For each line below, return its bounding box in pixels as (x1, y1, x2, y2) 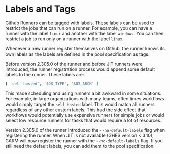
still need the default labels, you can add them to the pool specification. (5, 143, 155, 149)
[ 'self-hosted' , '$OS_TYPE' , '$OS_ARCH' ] (5, 81, 99, 86)
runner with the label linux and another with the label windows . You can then (5, 30, 164, 36)
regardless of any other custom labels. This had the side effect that (5, 107, 146, 113)
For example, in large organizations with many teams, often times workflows (5, 95, 164, 101)
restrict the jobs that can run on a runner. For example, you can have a (5, 25, 152, 31)
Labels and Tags (5, 3, 76, 15)
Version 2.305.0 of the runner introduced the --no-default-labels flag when (5, 127, 165, 133)
